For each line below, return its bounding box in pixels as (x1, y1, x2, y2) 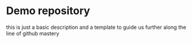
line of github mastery (6, 29, 59, 37)
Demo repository (6, 4, 90, 18)
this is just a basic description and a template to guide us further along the (6, 24, 187, 31)
